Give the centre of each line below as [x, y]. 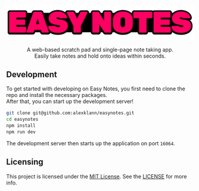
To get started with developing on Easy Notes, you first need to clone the [96, 89]
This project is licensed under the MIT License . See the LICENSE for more [97, 176]
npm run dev [21, 132]
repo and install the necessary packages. [57, 95]
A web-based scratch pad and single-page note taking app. [100, 49]
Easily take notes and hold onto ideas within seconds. [100, 56]
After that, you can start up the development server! [70, 101]
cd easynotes [22, 120]
